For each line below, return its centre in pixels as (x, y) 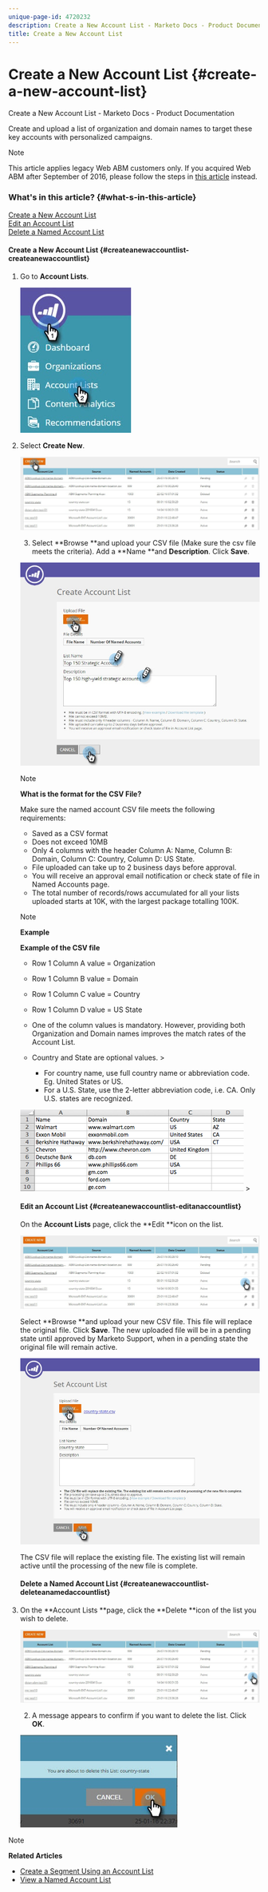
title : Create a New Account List (66, 34)
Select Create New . (52, 445)
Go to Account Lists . (54, 276)
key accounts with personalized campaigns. (81, 137)
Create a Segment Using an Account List (87, 1871)
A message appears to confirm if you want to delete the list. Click (139, 1715)
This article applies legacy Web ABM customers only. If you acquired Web (130, 169)
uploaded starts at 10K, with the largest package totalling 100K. (135, 901)
